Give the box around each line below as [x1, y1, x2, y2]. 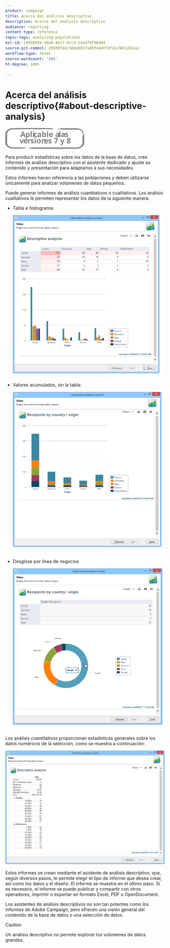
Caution [5, 922, 22, 928]
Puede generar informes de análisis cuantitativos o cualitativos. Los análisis [5, 190, 163, 196]
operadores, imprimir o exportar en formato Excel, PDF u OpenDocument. [5, 891, 159, 897]
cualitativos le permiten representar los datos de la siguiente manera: [5, 195, 150, 201]
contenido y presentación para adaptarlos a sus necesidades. [5, 165, 134, 171]
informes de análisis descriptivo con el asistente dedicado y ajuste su [5, 160, 151, 166]
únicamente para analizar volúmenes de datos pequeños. [5, 180, 125, 186]
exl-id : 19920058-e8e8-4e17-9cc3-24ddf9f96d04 [5, 41, 106, 46]
